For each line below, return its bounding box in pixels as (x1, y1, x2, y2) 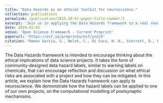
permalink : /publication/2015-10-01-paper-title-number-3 (5, 16, 125, 21)
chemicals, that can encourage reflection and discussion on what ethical (5, 68, 150, 73)
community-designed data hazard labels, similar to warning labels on (5, 62, 143, 68)
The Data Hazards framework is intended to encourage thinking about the (5, 52, 153, 58)
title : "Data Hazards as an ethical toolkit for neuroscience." (5, 7, 138, 12)
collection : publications (5, 12, 57, 17)
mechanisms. (5, 93, 32, 99)
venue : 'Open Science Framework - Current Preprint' (5, 30, 114, 34)
